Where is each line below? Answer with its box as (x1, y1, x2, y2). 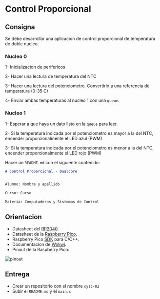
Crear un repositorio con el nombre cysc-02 (12, 283, 100, 289)
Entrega (5, 270, 30, 279)
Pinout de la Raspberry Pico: (12, 246, 70, 252)
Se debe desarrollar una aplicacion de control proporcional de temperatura (5, 36, 156, 41)
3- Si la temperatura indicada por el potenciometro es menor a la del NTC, (5, 145, 154, 150)
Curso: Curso (5, 191, 32, 196)
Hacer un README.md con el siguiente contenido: (5, 159, 100, 165)
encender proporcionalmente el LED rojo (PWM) (5, 150, 101, 156)
